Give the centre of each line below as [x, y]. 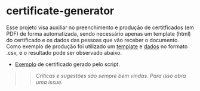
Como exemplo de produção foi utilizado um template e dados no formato [97, 46]
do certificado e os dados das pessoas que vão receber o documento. [93, 40]
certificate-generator [60, 11]
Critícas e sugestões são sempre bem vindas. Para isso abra [111, 76]
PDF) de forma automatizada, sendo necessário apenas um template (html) [99, 33]
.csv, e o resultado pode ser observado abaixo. [64, 52]
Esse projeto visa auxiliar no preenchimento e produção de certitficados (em [100, 27]
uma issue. [49, 82]
